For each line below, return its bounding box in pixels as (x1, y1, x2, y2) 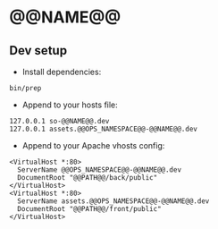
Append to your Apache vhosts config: (21, 140, 165, 150)
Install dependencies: (21, 66, 102, 77)
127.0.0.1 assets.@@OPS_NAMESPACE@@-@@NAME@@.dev (9, 124, 198, 133)
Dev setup (9, 43, 68, 58)
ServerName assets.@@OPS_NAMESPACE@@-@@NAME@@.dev (17, 197, 210, 206)
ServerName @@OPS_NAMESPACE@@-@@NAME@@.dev (17, 165, 181, 174)
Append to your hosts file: (21, 99, 118, 110)
